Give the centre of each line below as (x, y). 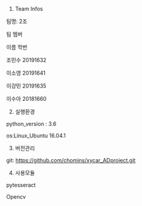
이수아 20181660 (27, 99)
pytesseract (21, 185)
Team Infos (29, 9)
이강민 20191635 (26, 86)
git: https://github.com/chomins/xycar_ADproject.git (71, 160)
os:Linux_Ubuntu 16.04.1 (36, 136)
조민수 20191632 (26, 60)
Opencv (16, 197)
